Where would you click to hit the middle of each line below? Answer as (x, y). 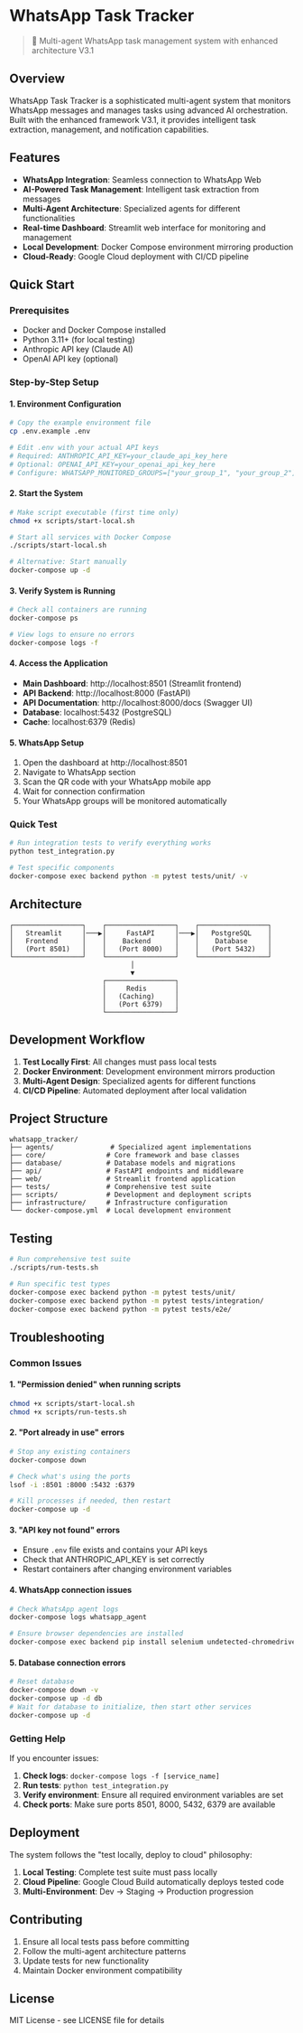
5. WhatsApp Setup (46, 743)
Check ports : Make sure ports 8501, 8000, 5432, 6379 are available (149, 1804)
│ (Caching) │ (141, 996)
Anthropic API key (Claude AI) (78, 350)
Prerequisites (39, 310)
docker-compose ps (44, 618)
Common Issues (46, 1363)
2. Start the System (46, 493)
